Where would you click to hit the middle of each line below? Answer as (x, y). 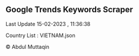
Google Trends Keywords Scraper (69, 10)
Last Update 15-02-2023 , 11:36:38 (48, 24)
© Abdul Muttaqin (28, 47)
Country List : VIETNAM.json (40, 35)
